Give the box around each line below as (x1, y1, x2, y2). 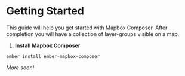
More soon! (6, 64, 35, 71)
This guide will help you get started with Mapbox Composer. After (6, 24, 168, 31)
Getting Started (6, 4, 85, 18)
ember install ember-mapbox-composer (6, 53, 100, 59)
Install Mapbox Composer (14, 42, 81, 49)
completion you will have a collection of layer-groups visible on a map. (6, 30, 180, 37)
